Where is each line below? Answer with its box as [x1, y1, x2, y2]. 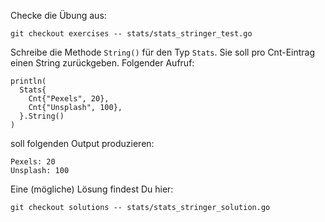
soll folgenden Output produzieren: [10, 138, 155, 149]
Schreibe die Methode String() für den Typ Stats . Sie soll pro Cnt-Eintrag [10, 46, 316, 58]
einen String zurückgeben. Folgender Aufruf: [10, 57, 195, 69]
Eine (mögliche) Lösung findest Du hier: [10, 183, 174, 195]
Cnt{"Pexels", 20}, [28, 94, 110, 104]
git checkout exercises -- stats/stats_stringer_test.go [10, 29, 253, 39]
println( [10, 76, 47, 86]
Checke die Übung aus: [10, 10, 107, 21]
